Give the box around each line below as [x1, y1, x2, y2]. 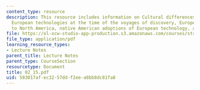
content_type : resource [6, 8, 65, 15]
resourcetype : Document [6, 63, 65, 70]
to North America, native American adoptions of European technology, [11, 25, 190, 31]
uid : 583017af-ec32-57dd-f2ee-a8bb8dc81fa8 [6, 75, 116, 81]
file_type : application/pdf [6, 36, 76, 42]
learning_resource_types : [6, 42, 70, 48]
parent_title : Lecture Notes [6, 53, 79, 59]
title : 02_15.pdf [6, 69, 49, 75]
